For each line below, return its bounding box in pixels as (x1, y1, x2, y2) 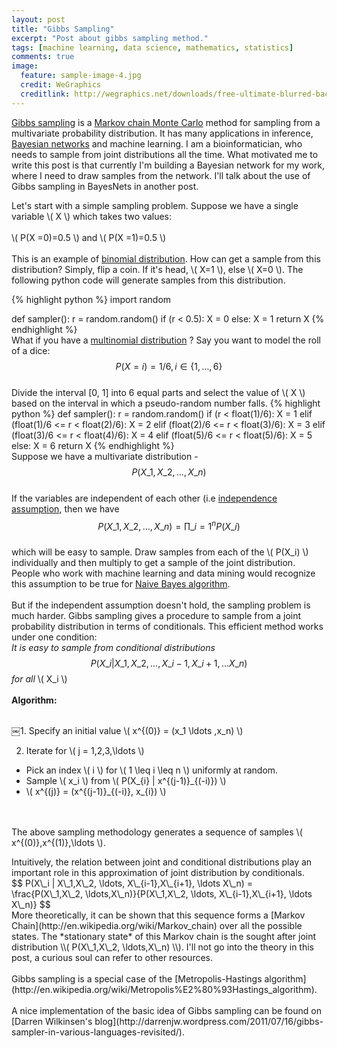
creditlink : (20, 89, 71, 99)
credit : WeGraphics (20, 80, 102, 90)
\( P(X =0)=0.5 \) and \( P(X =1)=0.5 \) (11, 231, 167, 243)
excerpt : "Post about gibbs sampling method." (11, 33, 209, 43)
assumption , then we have (11, 502, 120, 515)
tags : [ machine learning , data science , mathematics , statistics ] (11, 42, 294, 53)
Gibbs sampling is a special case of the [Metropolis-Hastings (11, 973, 263, 985)
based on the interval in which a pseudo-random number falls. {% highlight (11, 397, 321, 409)
